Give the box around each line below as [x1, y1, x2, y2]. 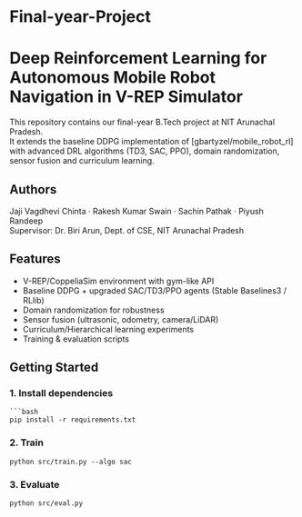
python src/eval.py [9, 499, 84, 508]
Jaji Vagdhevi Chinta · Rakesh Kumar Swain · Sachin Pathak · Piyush [9, 205, 264, 216]
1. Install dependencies [9, 387, 114, 400]
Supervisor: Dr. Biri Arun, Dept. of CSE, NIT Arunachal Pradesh [9, 224, 245, 235]
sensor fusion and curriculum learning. [9, 155, 155, 166]
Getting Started [9, 360, 99, 375]
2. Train [9, 436, 44, 449]
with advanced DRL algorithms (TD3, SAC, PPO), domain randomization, [9, 145, 280, 156]
